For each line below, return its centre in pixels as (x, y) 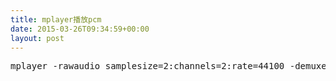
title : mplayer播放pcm (56, 19)
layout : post (37, 38)
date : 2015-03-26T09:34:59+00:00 (80, 29)
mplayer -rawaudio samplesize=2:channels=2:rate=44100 (147, 66)
